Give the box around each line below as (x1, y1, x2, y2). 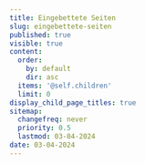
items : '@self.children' (17, 81, 112, 90)
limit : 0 (17, 89, 51, 98)
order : (17, 56, 43, 65)
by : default (26, 65, 71, 74)
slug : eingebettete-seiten (9, 22, 112, 31)
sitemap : (9, 107, 43, 116)
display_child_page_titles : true (9, 97, 137, 108)
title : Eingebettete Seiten (9, 13, 117, 23)
